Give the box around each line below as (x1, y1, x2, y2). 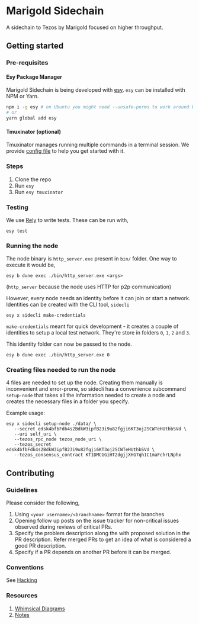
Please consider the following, (6, 499, 80, 507)
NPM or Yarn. (6, 93, 39, 100)
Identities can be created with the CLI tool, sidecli (6, 301, 130, 308)
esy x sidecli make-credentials (6, 313, 86, 319)
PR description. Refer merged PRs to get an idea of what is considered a (14, 536, 191, 543)
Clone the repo (14, 176, 52, 183)
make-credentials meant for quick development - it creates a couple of (6, 323, 179, 330)
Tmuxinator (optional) (6, 128, 61, 135)
